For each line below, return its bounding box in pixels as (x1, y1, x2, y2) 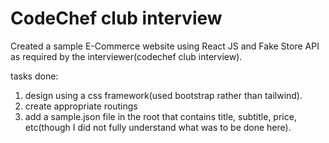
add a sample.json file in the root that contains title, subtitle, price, (24, 110, 297, 122)
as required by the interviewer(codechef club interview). (10, 50, 243, 62)
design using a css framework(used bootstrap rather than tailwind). (24, 89, 303, 101)
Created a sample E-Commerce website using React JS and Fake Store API (10, 40, 320, 52)
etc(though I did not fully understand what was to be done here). (24, 121, 292, 133)
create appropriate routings (24, 100, 138, 112)
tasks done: (10, 70, 59, 82)
